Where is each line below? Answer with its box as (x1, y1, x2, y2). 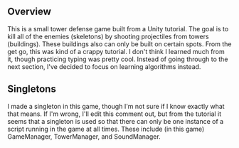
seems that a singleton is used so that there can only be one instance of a (7, 117, 224, 125)
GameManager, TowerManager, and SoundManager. (7, 132, 161, 141)
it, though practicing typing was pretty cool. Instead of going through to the (7, 55, 228, 63)
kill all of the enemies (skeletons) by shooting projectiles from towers (7, 32, 209, 41)
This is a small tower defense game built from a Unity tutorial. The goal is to (7, 24, 229, 33)
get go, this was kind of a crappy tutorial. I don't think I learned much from (7, 47, 225, 55)
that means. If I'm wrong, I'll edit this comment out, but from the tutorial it (7, 110, 222, 118)
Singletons (7, 83, 57, 95)
